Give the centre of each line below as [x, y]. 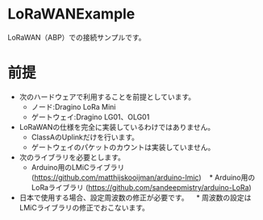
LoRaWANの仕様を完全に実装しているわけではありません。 [117, 127]
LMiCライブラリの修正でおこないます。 [84, 207]
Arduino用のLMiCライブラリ [78, 167]
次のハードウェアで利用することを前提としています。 [107, 97]
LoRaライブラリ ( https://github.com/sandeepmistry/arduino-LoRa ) [141, 187]
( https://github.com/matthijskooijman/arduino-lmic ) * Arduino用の [143, 177]
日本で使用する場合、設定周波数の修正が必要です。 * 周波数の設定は [135, 197]
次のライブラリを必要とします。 [72, 157]
